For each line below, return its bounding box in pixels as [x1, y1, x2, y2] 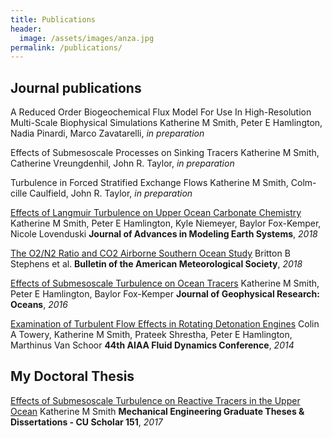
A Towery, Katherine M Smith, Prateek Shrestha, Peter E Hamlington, [10, 329, 293, 341]
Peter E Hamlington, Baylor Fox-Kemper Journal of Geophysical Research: [10, 288, 320, 300]
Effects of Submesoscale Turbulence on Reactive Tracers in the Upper [10, 394, 301, 406]
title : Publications [10, 14, 97, 25]
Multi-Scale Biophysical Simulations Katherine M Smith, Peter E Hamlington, [10, 117, 323, 129]
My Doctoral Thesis [10, 368, 135, 385]
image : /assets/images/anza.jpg [19, 33, 155, 43]
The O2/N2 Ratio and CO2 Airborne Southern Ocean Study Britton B [10, 247, 291, 260]
